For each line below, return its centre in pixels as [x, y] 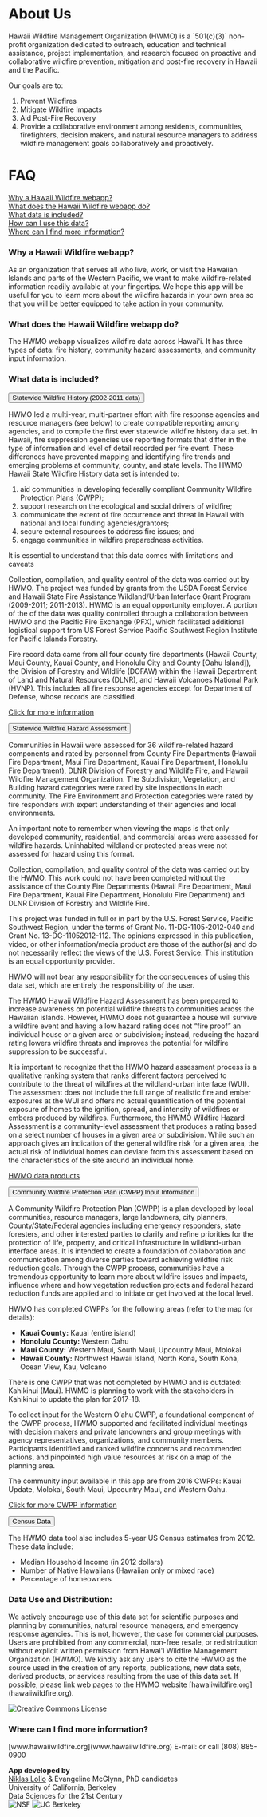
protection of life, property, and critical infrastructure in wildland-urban [125, 1242]
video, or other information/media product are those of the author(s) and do [133, 944]
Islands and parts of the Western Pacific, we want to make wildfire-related [130, 278]
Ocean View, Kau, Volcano [63, 1367]
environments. [32, 813]
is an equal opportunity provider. [62, 961]
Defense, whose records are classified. [73, 696]
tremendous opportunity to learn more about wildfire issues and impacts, [128, 1276]
